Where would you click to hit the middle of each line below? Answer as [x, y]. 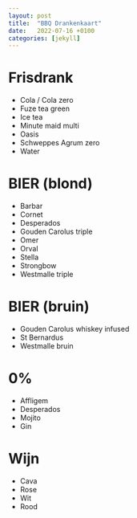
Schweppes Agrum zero [60, 143]
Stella [29, 257]
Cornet [31, 214]
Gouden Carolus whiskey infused [75, 329]
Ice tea [31, 117]
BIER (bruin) [49, 307]
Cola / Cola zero [46, 100]
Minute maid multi [50, 126]
